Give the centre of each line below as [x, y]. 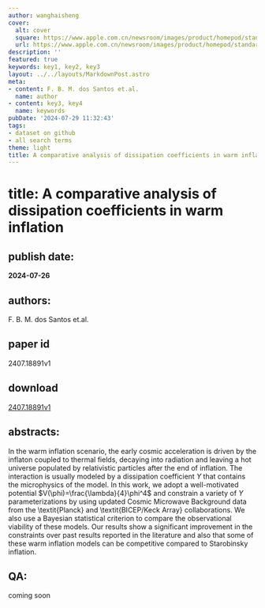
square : [28, 38]
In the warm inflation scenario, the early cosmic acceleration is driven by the [132, 451]
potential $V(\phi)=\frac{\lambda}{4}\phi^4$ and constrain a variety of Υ [126, 493]
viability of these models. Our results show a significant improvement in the [131, 527]
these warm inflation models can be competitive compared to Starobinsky [128, 543]
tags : [17, 126]
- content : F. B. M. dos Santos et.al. [74, 89]
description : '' [35, 52]
